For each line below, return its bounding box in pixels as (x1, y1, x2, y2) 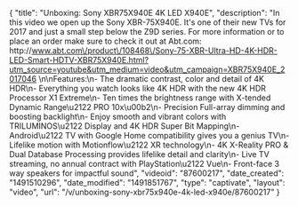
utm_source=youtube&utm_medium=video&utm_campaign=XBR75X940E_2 (9, 64, 286, 75)
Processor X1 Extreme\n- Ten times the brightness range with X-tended (9, 92, 271, 103)
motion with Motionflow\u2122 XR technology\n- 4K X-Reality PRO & (36, 139, 289, 150)
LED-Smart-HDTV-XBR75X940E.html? (9, 55, 149, 65)
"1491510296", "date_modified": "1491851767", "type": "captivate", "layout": (9, 178, 286, 187)
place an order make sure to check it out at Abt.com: (9, 36, 202, 46)
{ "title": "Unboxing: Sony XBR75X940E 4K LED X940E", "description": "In (9, 8, 280, 18)
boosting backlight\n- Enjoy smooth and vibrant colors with (9, 111, 227, 122)
